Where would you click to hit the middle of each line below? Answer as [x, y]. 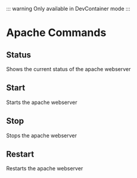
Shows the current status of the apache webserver [68, 69]
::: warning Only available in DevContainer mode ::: [68, 9]
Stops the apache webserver [42, 135]
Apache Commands [56, 33]
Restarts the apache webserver [45, 168]
